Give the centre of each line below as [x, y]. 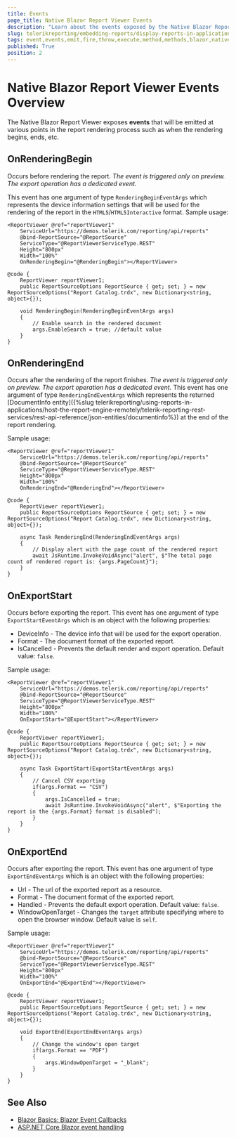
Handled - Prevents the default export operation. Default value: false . [118, 905]
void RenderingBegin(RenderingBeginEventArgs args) [97, 311]
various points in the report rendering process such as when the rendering [115, 129]
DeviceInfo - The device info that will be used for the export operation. [119, 634]
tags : [15, 40]
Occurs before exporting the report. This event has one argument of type [113, 613]
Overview [36, 103]
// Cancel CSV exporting [69, 781]
